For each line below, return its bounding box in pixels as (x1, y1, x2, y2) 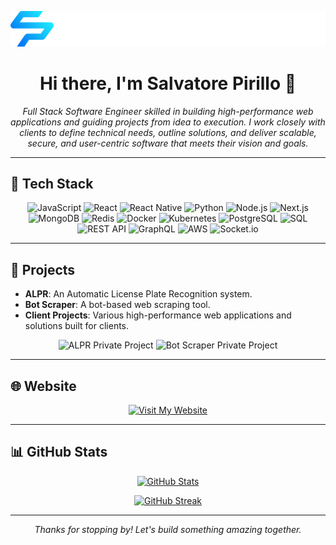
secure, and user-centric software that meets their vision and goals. (27, 137, 309, 149)
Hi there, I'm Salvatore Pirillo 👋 (39, 72, 297, 95)
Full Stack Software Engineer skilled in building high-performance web (22, 105, 314, 117)
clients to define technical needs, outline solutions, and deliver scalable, (19, 126, 317, 138)
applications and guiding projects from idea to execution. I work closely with (10, 116, 326, 128)
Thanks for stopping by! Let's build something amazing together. (34, 523, 302, 535)
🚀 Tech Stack (10, 175, 94, 192)
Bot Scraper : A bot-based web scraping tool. (24, 299, 211, 311)
